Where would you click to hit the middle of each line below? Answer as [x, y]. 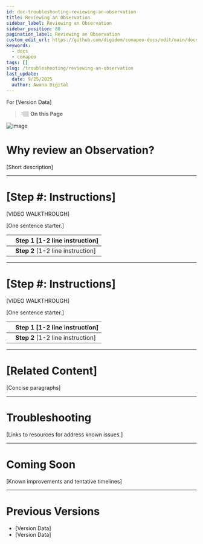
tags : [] [17, 62]
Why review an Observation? [81, 150]
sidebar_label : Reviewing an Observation [59, 23]
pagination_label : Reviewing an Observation [63, 34]
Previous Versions [53, 511]
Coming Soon [41, 465]
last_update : [23, 74]
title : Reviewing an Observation [48, 18]
